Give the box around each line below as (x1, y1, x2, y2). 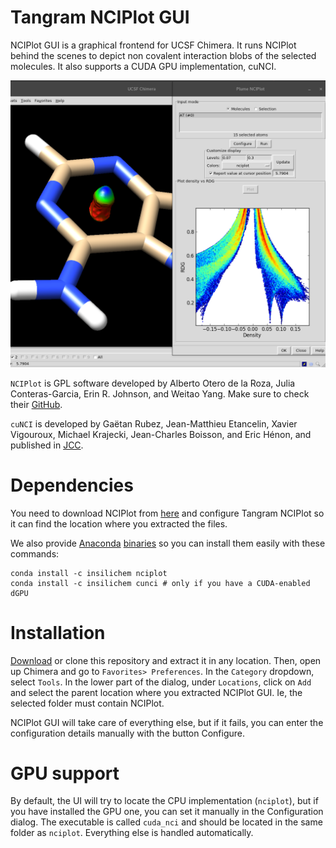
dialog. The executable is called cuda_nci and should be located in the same (10, 816, 323, 828)
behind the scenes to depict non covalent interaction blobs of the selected (10, 49, 317, 61)
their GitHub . (10, 398, 63, 410)
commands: (10, 547, 60, 560)
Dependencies (10, 474, 134, 496)
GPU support (10, 762, 120, 785)
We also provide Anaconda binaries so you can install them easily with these (10, 537, 326, 549)
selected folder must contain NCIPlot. (10, 697, 165, 709)
